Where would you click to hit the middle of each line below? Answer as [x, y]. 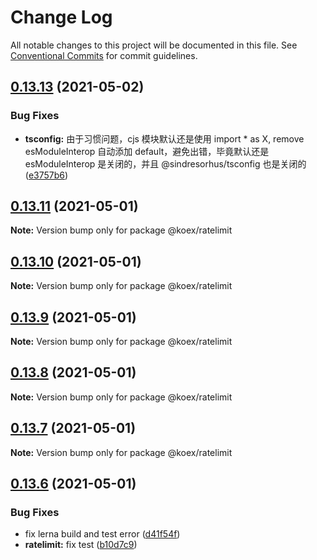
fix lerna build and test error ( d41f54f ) [102, 534]
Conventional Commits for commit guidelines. [104, 55]
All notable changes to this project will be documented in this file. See [154, 45]
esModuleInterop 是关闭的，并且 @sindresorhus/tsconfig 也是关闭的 [165, 163]
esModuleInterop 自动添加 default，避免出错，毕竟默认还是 [147, 151]
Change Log [61, 17]
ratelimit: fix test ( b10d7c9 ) [81, 545]
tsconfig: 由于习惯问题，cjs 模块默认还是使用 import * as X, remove [164, 138]
